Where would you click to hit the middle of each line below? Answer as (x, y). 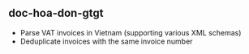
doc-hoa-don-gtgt (56, 13)
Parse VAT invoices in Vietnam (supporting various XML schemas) (131, 32)
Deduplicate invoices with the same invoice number (106, 41)
